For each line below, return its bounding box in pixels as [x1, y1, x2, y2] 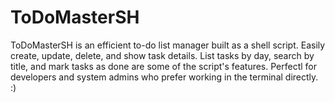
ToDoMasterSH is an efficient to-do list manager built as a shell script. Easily [10, 39, 326, 51]
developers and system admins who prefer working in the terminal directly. [10, 71, 319, 83]
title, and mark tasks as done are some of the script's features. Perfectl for [10, 60, 318, 72]
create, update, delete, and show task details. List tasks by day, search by [10, 49, 315, 61]
